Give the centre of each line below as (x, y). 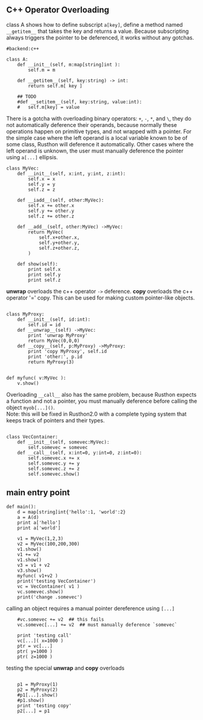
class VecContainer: (32, 437)
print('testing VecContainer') (57, 581)
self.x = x (42, 179)
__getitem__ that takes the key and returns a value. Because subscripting (98, 31)
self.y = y (42, 184)
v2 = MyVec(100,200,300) (48, 544)
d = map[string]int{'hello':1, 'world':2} (72, 512)
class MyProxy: (25, 314)
